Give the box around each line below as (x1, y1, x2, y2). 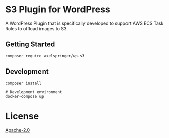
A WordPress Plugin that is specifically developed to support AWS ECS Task (5, 20, 164, 26)
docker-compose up (5, 94, 44, 99)
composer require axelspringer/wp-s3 (5, 53, 85, 58)
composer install (5, 81, 42, 86)
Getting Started (5, 40, 55, 49)
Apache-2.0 (5, 127, 30, 133)
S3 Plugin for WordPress (5, 4, 110, 15)
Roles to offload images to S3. (5, 25, 68, 31)
